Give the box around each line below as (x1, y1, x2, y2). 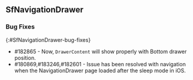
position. (14, 54, 37, 61)
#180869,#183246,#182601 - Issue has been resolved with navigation (14, 60, 186, 67)
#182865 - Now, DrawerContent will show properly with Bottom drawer (14, 48, 187, 55)
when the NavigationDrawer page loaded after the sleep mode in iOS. (14, 67, 186, 74)
